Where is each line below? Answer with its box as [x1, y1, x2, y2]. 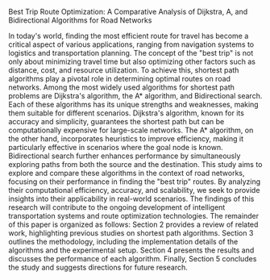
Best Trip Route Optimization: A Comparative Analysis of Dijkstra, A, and [8, 7, 248, 16]
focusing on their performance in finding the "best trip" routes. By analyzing [8, 177, 261, 186]
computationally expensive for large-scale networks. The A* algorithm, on [8, 125, 254, 135]
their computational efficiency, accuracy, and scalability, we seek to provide [8, 186, 260, 194]
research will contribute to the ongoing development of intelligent [8, 203, 226, 212]
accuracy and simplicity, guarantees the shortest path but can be [8, 117, 225, 126]
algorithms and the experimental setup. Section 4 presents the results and [8, 245, 255, 255]
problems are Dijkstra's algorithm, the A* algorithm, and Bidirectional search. [8, 91, 263, 100]
